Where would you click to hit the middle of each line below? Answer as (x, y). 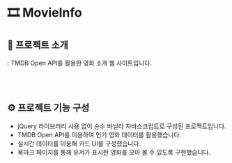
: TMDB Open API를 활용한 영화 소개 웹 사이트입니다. (79, 63)
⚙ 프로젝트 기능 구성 (48, 108)
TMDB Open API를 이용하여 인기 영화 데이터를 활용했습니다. (99, 134)
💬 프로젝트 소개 (38, 45)
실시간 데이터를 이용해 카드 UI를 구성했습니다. (79, 143)
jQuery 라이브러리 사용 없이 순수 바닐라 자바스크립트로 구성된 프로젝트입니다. (122, 126)
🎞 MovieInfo (45, 13)
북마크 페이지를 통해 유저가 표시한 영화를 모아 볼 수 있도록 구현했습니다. (114, 152)
